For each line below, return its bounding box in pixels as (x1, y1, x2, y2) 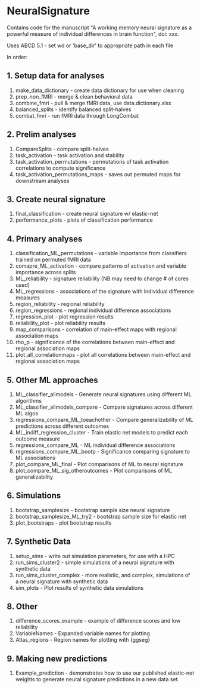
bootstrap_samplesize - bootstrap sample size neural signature (15, 506, 170, 513)
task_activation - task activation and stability (15, 151, 124, 159)
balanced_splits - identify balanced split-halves (15, 106, 132, 113)
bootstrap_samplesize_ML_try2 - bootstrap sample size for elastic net (15, 513, 186, 520)
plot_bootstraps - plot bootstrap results (15, 519, 112, 526)
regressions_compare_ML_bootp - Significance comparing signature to (15, 448, 190, 455)
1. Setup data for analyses (7, 71, 105, 81)
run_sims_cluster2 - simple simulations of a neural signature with (15, 559, 174, 566)
